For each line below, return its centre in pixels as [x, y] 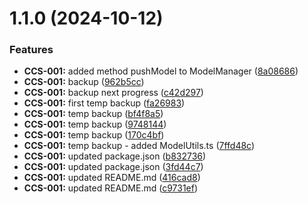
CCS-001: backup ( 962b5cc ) [84, 82]
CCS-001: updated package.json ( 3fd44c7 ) [113, 167]
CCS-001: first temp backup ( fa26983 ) [104, 103]
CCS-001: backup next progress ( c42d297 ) [113, 93]
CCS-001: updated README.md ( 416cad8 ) [112, 178]
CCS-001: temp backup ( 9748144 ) [95, 124]
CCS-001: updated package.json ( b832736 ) [115, 156]
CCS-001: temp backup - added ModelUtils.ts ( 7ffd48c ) [139, 146]
